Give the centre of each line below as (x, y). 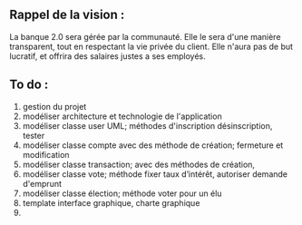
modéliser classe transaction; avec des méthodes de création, (139, 164)
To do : (29, 85)
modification (46, 154)
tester (34, 135)
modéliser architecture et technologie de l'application (122, 116)
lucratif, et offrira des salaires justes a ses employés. (107, 56)
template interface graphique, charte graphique (111, 202)
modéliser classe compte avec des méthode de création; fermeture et (153, 145)
